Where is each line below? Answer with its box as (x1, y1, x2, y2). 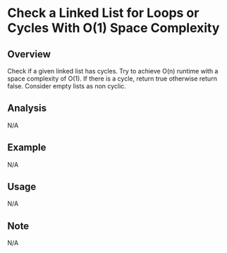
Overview (7, 48, 51, 60)
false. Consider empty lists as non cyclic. (7, 82, 127, 90)
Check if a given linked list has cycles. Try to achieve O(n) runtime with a (7, 67, 219, 75)
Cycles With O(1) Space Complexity (7, 20, 220, 36)
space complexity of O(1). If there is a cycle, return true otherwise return (7, 74, 217, 83)
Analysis (7, 102, 47, 114)
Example (7, 141, 47, 153)
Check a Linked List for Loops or (7, 5, 200, 21)
